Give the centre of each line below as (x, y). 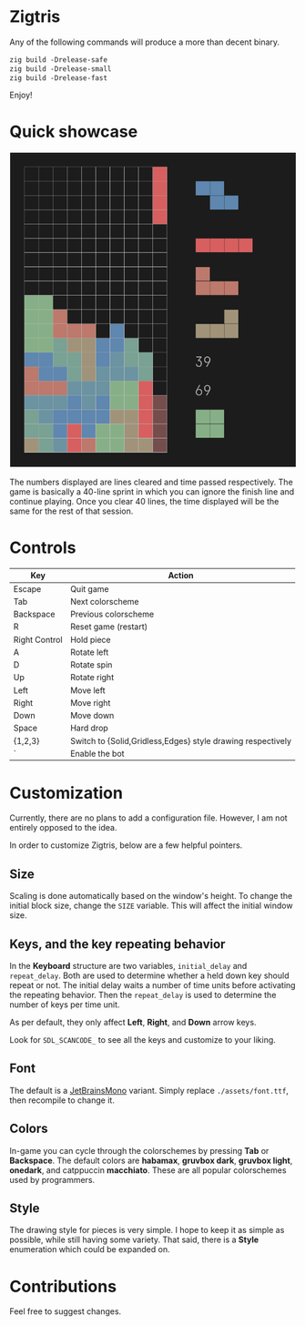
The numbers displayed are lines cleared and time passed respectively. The (151, 482)
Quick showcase (74, 132)
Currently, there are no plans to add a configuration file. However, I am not (149, 818)
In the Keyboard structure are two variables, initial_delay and (128, 966)
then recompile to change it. (62, 1100)
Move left (88, 690)
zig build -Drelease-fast (58, 78)
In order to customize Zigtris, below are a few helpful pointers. (126, 845)
